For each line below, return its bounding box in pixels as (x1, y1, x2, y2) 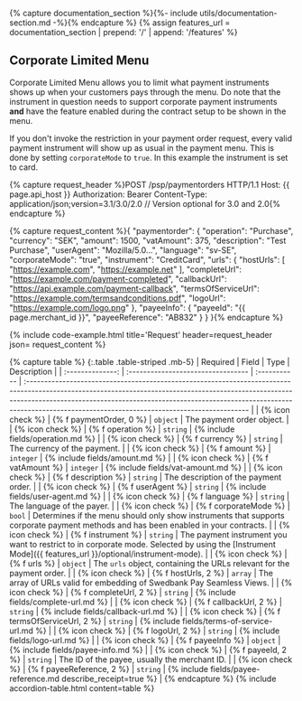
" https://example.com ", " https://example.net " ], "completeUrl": (9, 264, 242, 275)
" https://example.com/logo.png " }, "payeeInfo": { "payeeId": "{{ (9, 302, 246, 313)
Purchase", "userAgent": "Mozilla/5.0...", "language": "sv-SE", (9, 244, 237, 256)
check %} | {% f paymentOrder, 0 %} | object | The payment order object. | (9, 414, 289, 425)
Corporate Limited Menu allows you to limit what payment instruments (9, 77, 270, 88)
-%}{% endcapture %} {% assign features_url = (52, 17, 231, 28)
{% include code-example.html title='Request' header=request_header (9, 329, 273, 340)
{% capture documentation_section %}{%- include (9, 8, 198, 18)
